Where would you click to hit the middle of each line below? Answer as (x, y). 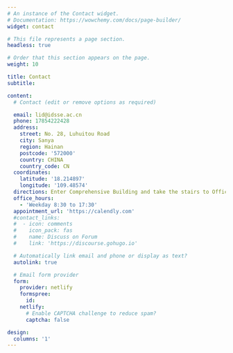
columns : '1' (32, 339)
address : (26, 128)
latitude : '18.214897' (52, 179)
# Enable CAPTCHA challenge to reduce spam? (91, 313)
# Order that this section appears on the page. (79, 58)
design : (18, 332)
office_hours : (34, 198)
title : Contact (29, 77)
